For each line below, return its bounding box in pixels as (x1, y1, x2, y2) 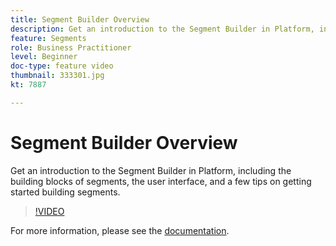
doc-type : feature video (10, 61, 114, 71)
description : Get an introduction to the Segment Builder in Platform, (10, 24, 315, 34)
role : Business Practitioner (10, 42, 132, 53)
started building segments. (10, 186, 121, 198)
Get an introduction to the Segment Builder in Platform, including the (10, 164, 292, 176)
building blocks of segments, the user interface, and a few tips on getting (10, 175, 312, 187)
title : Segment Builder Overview (10, 14, 150, 25)
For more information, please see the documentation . (10, 224, 230, 236)
